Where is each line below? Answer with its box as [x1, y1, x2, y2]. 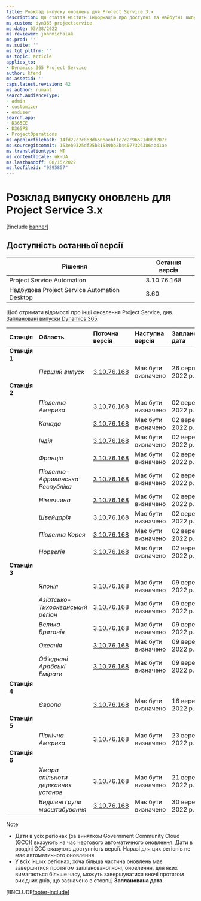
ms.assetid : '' [6, 76, 44, 82]
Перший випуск [38, 367, 85, 376]
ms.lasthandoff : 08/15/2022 [6, 159, 77, 165]
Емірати [38, 670, 63, 678]
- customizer [6, 103, 39, 110]
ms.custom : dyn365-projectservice [6, 20, 93, 26]
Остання [156, 258, 182, 267]
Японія [38, 582, 59, 590]
